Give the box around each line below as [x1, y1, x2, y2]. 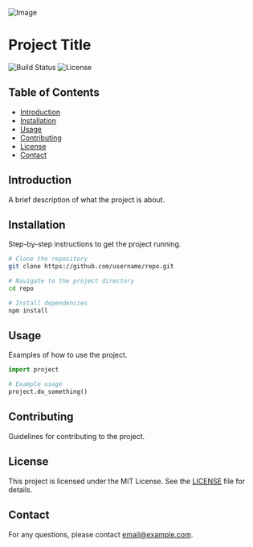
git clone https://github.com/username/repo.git [8, 263, 174, 271]
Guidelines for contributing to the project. [8, 431, 145, 441]
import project [8, 366, 59, 374]
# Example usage [8, 380, 63, 388]
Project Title [8, 36, 92, 54]
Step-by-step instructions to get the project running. [8, 239, 182, 249]
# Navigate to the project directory [8, 277, 135, 285]
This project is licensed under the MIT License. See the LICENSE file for [8, 476, 246, 486]
